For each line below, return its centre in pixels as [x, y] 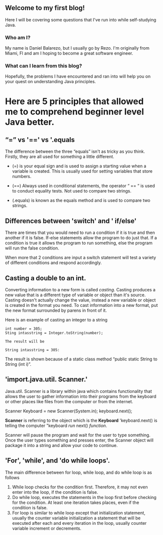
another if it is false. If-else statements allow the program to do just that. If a [81, 238]
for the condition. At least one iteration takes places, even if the [76, 502]
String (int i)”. [18, 364]
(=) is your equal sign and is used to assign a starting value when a [79, 166]
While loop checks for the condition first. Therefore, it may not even [80, 487]
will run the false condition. [32, 248]
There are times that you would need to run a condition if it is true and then [80, 232]
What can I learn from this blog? [44, 66]
